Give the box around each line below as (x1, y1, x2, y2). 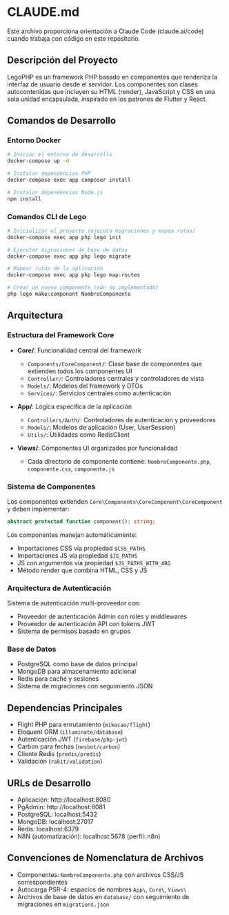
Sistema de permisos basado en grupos (17, 627, 131, 636)
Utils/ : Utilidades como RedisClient (27, 430, 130, 439)
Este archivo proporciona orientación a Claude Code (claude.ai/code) (7, 27, 204, 35)
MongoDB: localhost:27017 (17, 818, 94, 826)
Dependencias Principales (7, 702, 123, 714)
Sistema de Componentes (7, 482, 96, 491)
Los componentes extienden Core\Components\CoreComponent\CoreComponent (7, 497, 223, 505)
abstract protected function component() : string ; (7, 518, 156, 525)
